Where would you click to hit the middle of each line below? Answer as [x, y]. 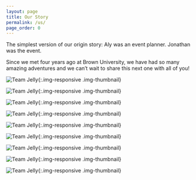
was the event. [24, 51]
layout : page [22, 11]
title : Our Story [27, 17]
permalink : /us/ [26, 22]
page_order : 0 [23, 28]
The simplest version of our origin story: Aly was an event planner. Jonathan [98, 45]
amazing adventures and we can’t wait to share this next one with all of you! [98, 69]
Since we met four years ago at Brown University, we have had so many [93, 62]
